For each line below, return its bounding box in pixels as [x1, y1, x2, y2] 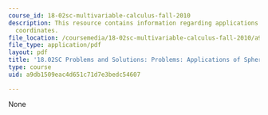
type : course [8, 63, 52, 71]
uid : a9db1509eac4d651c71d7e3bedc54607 [8, 71, 141, 79]
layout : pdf [8, 48, 48, 56]
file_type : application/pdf [8, 41, 102, 49]
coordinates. [15, 26, 59, 34]
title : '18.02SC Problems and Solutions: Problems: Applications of [8, 56, 241, 64]
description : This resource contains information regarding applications [8, 19, 259, 27]
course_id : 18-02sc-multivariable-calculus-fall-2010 [8, 11, 191, 20]
